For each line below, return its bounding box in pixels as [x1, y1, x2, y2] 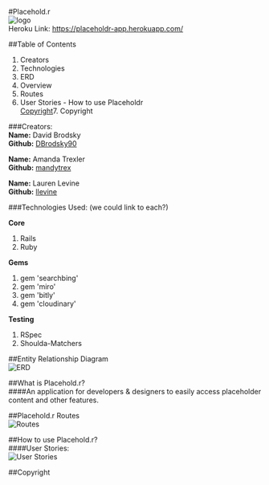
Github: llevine [8, 187, 58, 196]
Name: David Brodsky [8, 130, 82, 140]
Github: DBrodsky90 [8, 139, 78, 148]
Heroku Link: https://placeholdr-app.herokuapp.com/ [8, 24, 184, 33]
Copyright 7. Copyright [19, 106, 94, 116]
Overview [19, 80, 52, 90]
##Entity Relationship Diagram [8, 354, 108, 364]
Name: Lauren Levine [8, 178, 80, 188]
